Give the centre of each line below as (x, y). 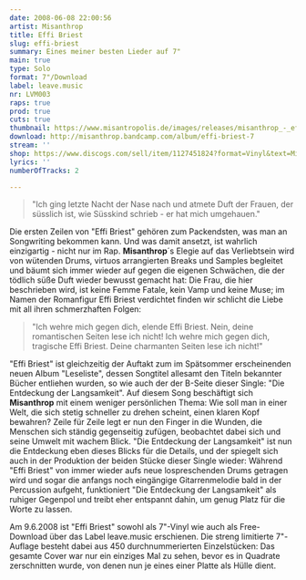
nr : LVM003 (30, 94)
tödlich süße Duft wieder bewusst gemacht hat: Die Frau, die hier (131, 280)
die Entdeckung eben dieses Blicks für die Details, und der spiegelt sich (144, 451)
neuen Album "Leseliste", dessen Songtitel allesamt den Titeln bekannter (146, 374)
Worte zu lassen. (41, 509)
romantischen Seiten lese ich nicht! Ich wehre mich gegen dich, (151, 337)
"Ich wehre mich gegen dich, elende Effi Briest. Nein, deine (143, 327)
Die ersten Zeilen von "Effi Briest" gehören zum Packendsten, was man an (148, 232)
